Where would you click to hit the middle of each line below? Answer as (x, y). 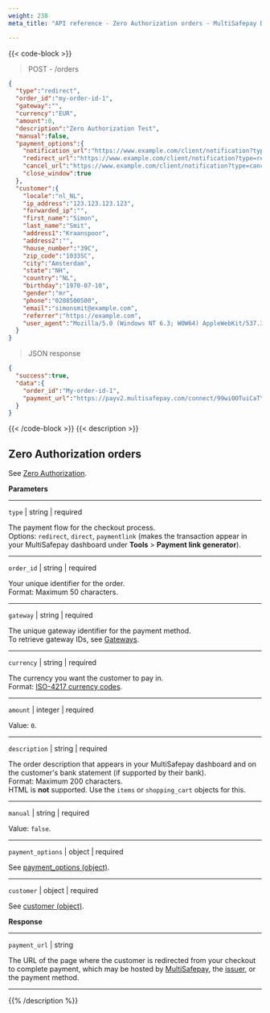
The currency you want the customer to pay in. (86, 678)
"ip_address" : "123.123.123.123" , (79, 203)
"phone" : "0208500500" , (61, 300)
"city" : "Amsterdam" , (57, 263)
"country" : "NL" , (50, 279)
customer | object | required (53, 891)
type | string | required (45, 512)
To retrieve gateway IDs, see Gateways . (74, 639)
